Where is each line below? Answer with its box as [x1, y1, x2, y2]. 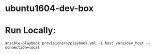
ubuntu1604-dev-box [5, 3, 93, 14]
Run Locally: [5, 25, 56, 36]
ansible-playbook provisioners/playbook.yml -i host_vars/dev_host [5, 41, 144, 46]
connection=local [5, 45, 40, 50]
